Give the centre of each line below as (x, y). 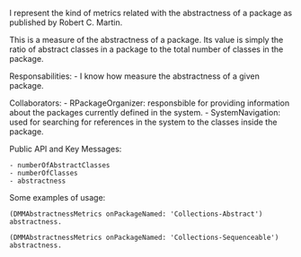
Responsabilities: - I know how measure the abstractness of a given (135, 76)
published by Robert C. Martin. (66, 22)
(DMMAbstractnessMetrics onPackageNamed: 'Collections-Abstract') (136, 214)
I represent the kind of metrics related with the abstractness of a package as (151, 13)
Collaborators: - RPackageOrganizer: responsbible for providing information (150, 103)
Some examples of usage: (58, 197)
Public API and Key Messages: (66, 149)
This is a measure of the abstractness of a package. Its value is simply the (146, 40)
